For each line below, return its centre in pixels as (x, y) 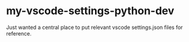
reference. (19, 33)
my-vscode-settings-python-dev (90, 11)
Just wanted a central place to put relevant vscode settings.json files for (94, 27)
